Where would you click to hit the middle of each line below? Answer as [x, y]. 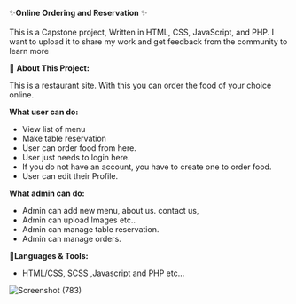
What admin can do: [47, 193]
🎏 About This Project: [50, 68]
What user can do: [44, 112]
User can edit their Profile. [70, 176]
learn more [29, 51]
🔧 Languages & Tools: [49, 256]
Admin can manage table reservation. [90, 229]
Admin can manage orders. [71, 239]
